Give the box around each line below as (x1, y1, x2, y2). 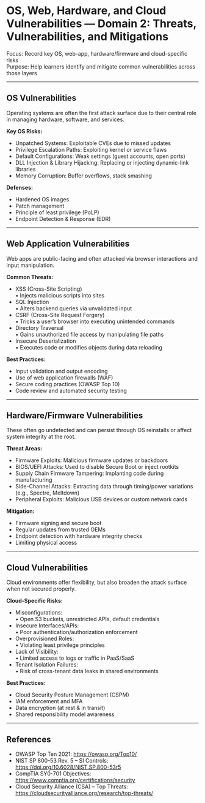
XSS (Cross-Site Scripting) (15, 285, 82, 293)
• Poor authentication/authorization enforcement (15, 629, 138, 636)
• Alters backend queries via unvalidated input (15, 304, 132, 312)
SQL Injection (15, 298, 49, 305)
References (6, 734, 51, 744)
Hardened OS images (15, 195, 70, 203)
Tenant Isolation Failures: (15, 661, 78, 668)
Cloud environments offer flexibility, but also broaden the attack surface (6, 579, 187, 586)
